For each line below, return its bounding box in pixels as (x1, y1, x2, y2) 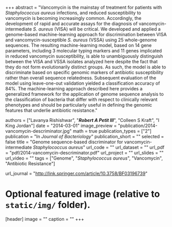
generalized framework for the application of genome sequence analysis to (5, 91, 164, 97)
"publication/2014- (118, 122, 158, 129)
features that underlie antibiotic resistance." (5, 107, 98, 113)
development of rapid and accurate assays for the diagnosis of (5, 20, 138, 27)
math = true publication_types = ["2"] (73, 128, 152, 134)
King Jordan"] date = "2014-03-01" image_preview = (5, 122, 117, 129)
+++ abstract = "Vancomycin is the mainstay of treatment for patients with (5, 5, 162, 10)
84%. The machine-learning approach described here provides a (5, 86, 143, 91)
